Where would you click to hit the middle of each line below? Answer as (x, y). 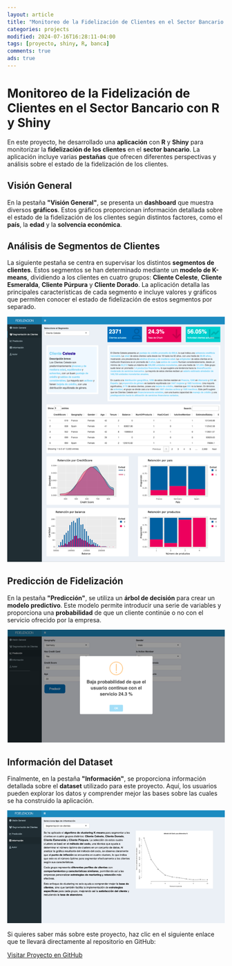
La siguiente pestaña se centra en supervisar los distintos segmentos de (111, 263)
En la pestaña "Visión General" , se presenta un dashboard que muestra (110, 202)
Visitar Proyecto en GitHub (45, 955)
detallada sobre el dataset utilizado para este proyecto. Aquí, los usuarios (112, 786)
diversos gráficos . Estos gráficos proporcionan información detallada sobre (115, 210)
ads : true (21, 59)
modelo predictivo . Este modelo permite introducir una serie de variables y (114, 605)
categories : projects (38, 29)
